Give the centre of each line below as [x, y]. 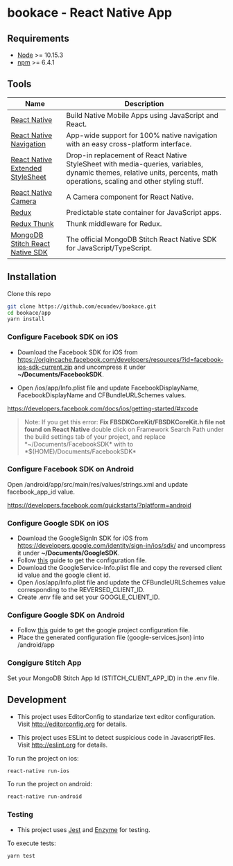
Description [144, 103]
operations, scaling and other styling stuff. [135, 181]
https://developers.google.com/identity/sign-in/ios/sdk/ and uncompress [121, 546]
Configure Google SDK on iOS [58, 523]
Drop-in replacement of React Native [126, 155]
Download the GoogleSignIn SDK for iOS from [83, 538]
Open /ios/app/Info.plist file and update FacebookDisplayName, [108, 388]
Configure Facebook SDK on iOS [63, 337]
